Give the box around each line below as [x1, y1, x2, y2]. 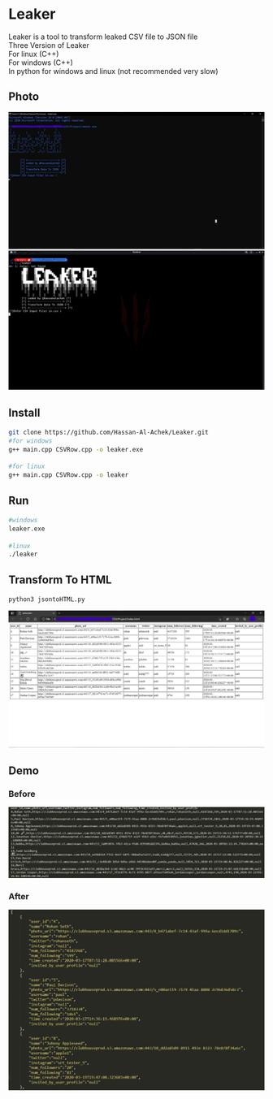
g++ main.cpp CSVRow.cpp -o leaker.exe [8, 445, 144, 453]
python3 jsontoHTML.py [8, 595, 85, 604]
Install [8, 405, 41, 419]
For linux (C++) [8, 49, 59, 58]
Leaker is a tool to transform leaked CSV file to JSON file [8, 32, 198, 41]
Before [8, 788, 36, 799]
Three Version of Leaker [8, 40, 89, 50]
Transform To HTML [8, 573, 112, 586]
